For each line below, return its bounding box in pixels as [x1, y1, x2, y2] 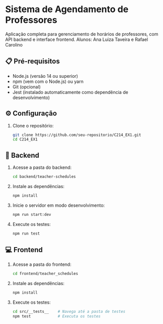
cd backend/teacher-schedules [12, 174, 76, 179]
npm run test [12, 231, 40, 236]
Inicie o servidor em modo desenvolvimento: [12, 202, 105, 208]
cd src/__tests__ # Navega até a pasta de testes [12, 309, 126, 314]
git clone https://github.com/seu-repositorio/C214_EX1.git [12, 132, 141, 137]
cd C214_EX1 [12, 137, 38, 142]
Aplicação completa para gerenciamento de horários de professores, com [5, 31, 158, 37]
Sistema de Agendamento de [5, 4, 129, 15]
